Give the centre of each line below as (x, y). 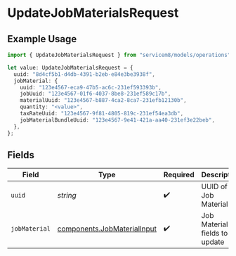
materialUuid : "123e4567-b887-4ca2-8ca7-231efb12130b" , (104, 101)
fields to (215, 233)
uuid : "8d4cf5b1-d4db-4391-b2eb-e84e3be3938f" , (85, 74)
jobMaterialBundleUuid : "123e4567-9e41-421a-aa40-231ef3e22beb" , (118, 120)
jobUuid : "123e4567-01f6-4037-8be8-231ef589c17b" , (96, 94)
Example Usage (42, 39)
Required (179, 175)
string (67, 196)
